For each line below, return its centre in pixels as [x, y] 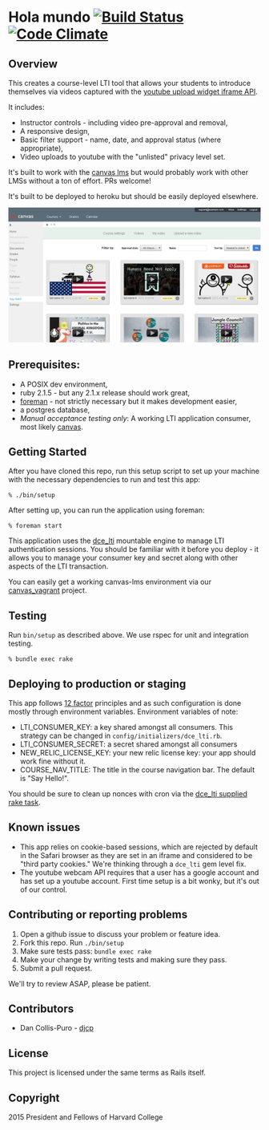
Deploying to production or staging [97, 684]
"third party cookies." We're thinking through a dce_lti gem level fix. [133, 864]
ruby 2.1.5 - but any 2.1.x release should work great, [105, 392]
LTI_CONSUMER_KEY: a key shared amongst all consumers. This [126, 727]
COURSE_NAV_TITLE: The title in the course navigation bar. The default [137, 769]
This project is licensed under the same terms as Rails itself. [107, 1073]
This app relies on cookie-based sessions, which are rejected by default [139, 847]
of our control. [44, 889]
